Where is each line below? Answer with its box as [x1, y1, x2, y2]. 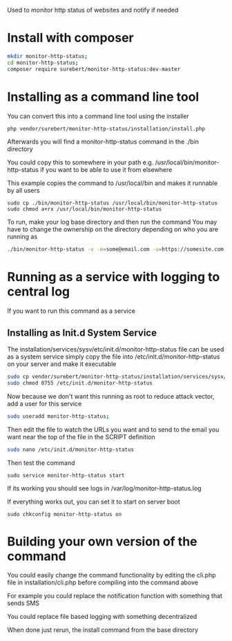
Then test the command [7, 459, 75, 467]
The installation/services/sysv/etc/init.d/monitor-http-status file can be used [7, 345, 224, 353]
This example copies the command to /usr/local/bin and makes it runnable [7, 179, 218, 187]
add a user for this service [7, 399, 82, 408]
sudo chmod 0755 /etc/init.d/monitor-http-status [7, 379, 153, 386]
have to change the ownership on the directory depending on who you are [7, 225, 219, 233]
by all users [7, 186, 40, 195]
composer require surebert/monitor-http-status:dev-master [7, 66, 181, 73]
